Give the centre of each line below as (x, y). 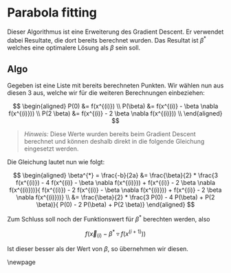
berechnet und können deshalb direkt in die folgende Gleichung (114, 142)
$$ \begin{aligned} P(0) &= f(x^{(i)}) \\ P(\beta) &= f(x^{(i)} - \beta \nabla (115, 106)
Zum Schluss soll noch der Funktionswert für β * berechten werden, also (109, 219)
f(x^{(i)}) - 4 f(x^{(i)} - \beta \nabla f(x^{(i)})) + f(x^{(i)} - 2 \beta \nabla (115, 183)
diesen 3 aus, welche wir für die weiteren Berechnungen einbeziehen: (106, 93)
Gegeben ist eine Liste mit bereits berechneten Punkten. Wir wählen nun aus (115, 86)
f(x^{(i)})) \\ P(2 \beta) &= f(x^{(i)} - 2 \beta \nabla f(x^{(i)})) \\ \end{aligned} (115, 113)
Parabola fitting (52, 13)
